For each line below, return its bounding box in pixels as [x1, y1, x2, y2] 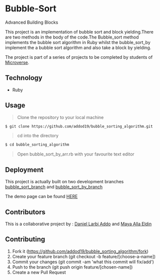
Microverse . [5, 59, 30, 65]
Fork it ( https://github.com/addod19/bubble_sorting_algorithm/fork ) [12, 248, 149, 254]
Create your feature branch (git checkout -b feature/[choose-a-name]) [12, 253, 156, 259]
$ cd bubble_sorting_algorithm [5, 142, 69, 147]
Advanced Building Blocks [5, 19, 58, 25]
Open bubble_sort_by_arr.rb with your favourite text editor [17, 151, 134, 157]
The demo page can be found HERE [5, 194, 78, 200]
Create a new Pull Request [12, 269, 66, 275]
